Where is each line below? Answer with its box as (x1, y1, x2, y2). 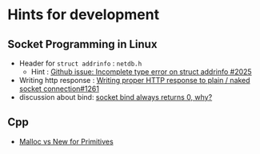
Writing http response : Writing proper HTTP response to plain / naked (18, 76, 250, 85)
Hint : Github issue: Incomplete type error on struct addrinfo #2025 (30, 67, 253, 77)
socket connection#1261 (18, 84, 99, 93)
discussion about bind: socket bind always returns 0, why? (18, 93, 213, 101)
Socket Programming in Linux (7, 38, 158, 51)
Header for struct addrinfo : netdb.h (18, 58, 142, 68)
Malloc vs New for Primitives (18, 136, 114, 146)
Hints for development (7, 6, 160, 24)
